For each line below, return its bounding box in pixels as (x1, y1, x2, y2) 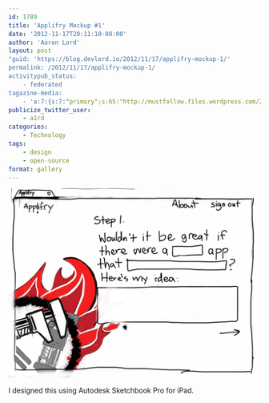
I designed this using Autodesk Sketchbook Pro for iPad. (8, 385, 195, 396)
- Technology (22, 131, 66, 139)
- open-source (22, 156, 70, 164)
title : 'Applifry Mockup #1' (8, 21, 106, 30)
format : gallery (8, 165, 62, 173)
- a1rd (22, 115, 45, 123)
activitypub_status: (8, 72, 78, 80)
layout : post (8, 46, 52, 55)
